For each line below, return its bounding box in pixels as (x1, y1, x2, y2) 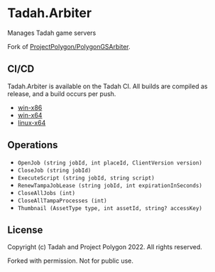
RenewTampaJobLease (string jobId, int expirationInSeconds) (17, 182, 203, 189)
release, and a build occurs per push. (7, 89, 116, 98)
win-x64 (17, 110, 43, 119)
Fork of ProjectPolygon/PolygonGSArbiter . (7, 42, 131, 51)
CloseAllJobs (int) (17, 189, 76, 197)
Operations (7, 139, 58, 151)
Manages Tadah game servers (7, 28, 97, 37)
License (7, 224, 43, 236)
